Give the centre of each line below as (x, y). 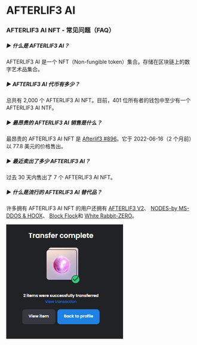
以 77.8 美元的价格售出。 (36, 146)
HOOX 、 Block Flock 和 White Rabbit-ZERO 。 (82, 215)
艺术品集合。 (27, 69)
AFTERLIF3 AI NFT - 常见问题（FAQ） (61, 30)
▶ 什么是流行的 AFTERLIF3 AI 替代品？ (54, 192)
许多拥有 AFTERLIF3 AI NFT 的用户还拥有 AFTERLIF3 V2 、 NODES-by (92, 208)
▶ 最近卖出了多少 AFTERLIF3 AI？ (48, 161)
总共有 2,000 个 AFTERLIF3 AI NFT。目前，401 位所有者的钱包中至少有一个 (98, 100)
